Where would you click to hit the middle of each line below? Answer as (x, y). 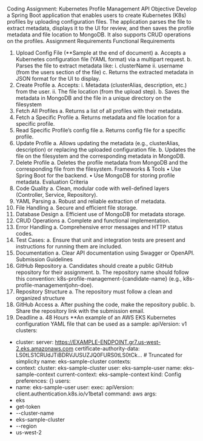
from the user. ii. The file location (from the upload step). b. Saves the (102, 91)
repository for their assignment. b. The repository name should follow (102, 272)
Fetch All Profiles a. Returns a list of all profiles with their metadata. (99, 111)
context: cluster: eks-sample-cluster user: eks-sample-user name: (99, 368)
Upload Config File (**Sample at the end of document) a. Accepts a (101, 53)
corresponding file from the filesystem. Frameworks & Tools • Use (98, 169)
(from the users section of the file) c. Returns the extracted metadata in (105, 72)
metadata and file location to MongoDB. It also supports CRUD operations (99, 35)
